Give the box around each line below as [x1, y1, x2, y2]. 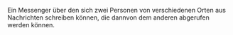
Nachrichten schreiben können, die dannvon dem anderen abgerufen [7, 13, 210, 22]
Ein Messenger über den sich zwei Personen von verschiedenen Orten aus [7, 6, 226, 14]
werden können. [7, 21, 55, 29]
